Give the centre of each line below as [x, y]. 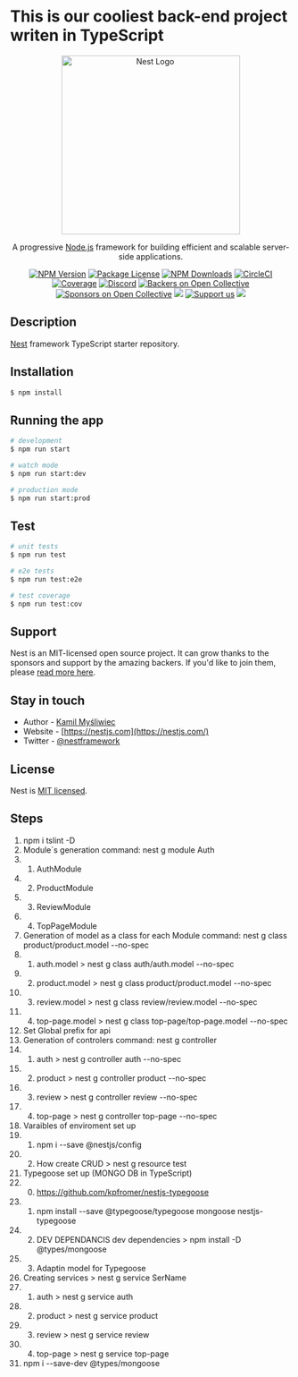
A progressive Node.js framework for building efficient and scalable [137, 247]
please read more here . [53, 672]
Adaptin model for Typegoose [91, 1268]
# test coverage [40, 595]
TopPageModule [66, 926]
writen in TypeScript [87, 35]
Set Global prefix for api [66, 1030]
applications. [160, 256]
